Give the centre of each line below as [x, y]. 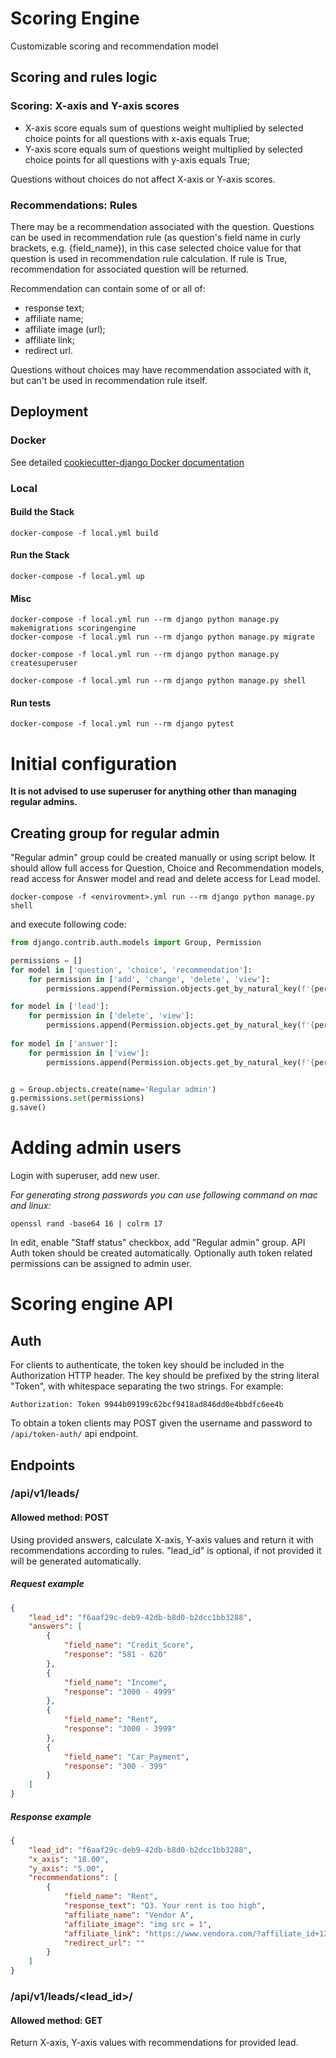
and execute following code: [68, 924]
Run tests [30, 703]
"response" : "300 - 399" [115, 1766]
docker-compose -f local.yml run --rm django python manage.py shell [158, 681]
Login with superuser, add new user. [85, 1176]
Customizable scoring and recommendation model [114, 46]
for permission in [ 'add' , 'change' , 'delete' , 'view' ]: [149, 979]
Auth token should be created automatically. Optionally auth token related [161, 1253]
